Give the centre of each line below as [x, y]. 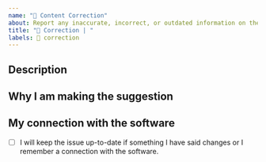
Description [38, 69]
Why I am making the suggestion [91, 97]
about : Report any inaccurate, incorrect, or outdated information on [127, 23]
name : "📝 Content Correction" [58, 15]
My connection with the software [92, 123]
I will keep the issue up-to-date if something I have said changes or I [131, 142]
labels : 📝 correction [44, 38]
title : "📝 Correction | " [51, 30]
